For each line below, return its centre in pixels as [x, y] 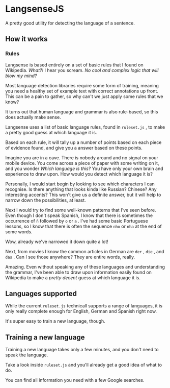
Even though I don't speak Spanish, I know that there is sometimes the [79, 215]
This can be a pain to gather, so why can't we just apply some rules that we [84, 96]
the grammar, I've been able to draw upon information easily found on [78, 272]
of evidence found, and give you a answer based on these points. [74, 148]
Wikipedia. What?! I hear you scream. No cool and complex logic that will [82, 70]
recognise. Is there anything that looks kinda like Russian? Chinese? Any [81, 189]
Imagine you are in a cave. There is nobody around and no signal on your [82, 157]
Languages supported [41, 294]
